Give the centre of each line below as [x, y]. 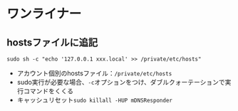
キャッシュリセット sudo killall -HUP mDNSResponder [94, 100]
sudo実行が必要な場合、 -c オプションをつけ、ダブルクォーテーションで [121, 82]
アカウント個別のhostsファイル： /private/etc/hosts [94, 73]
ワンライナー [44, 14]
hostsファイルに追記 [52, 42]
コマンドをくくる [48, 91]
